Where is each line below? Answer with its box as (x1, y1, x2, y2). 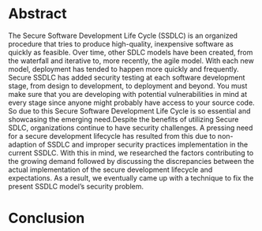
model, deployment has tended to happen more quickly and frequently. (8, 64, 239, 73)
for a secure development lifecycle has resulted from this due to (8, 131, 216, 140)
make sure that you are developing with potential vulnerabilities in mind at (8, 89, 248, 99)
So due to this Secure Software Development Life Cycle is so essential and (8, 106, 251, 115)
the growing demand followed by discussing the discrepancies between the (8, 156, 255, 166)
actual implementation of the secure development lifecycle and (8, 165, 213, 174)
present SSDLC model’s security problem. (8, 181, 144, 191)
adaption (8, 140, 37, 149)
